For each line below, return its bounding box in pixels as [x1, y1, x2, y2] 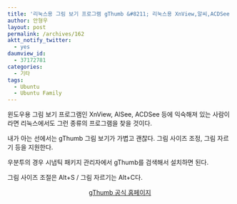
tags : [7, 76, 24, 84]
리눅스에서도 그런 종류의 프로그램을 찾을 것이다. [20, 119, 152, 128]
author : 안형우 [7, 17, 49, 24]
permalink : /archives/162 [7, 30, 84, 38]
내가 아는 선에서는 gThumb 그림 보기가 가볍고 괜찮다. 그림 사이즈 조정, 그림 [7, 134, 216, 143]
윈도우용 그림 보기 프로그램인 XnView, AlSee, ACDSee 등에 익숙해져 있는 [7, 110, 211, 119]
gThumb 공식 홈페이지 [89, 188, 151, 197]
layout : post [7, 23, 46, 31]
